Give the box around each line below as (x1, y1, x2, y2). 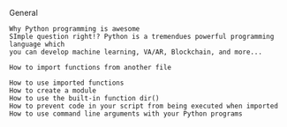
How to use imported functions (9, 78, 125, 87)
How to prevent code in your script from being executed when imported (9, 101, 278, 110)
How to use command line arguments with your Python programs (9, 109, 243, 118)
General (9, 8, 38, 18)
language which (9, 40, 65, 49)
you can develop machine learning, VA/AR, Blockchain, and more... (9, 48, 263, 56)
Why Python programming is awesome (9, 25, 140, 34)
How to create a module (9, 86, 97, 95)
